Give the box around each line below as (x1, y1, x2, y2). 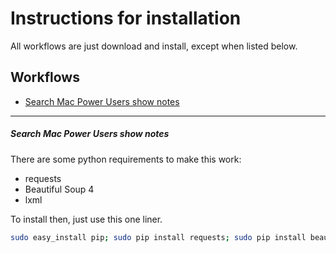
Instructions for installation (10, 7, 242, 30)
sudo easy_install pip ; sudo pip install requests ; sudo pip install (10, 232, 307, 242)
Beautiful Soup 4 (24, 183, 95, 195)
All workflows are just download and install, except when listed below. (10, 40, 298, 52)
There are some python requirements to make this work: (10, 153, 242, 165)
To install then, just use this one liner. (10, 213, 163, 225)
